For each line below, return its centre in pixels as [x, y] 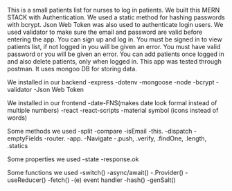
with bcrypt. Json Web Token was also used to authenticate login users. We [115, 25]
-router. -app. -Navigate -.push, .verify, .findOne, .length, [125, 138]
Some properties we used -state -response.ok [73, 159]
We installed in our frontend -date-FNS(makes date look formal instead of [112, 103]
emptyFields [25, 138]
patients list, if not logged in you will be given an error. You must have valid [114, 47]
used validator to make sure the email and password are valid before [105, 32]
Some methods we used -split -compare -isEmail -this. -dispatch [100, 131]
